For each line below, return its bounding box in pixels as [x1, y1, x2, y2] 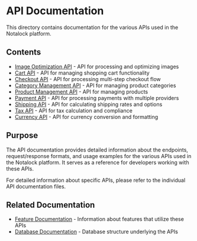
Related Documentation [6, 200, 95, 210]
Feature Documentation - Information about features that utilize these [14, 216, 185, 223]
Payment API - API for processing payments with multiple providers [14, 94, 179, 101]
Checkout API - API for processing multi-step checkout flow [14, 75, 161, 82]
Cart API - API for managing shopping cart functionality [14, 69, 150, 76]
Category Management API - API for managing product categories [14, 82, 176, 89]
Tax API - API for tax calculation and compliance [14, 107, 133, 114]
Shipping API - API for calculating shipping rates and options [14, 101, 163, 108]
